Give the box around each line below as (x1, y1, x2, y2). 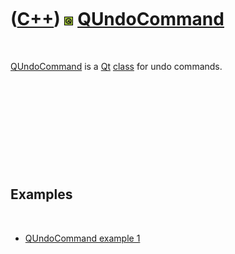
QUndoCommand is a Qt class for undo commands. (10, 60, 223, 72)
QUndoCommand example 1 (24, 232, 141, 244)
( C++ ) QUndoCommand (10, 8, 225, 31)
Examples (10, 186, 73, 203)
